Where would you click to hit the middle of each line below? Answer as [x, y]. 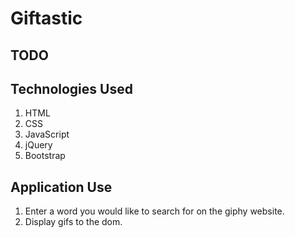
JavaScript [47, 134]
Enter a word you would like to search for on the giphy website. [154, 211]
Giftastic [46, 18]
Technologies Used [71, 88]
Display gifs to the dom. [73, 222]
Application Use [61, 187]
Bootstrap [45, 156]
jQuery [38, 145]
